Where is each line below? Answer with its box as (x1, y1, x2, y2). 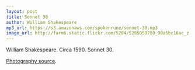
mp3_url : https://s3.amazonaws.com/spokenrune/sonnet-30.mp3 (6, 24, 158, 31)
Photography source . (6, 58, 57, 65)
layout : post (6, 8, 38, 15)
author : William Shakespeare (6, 19, 77, 25)
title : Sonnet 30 (6, 14, 48, 20)
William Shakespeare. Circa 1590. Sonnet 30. (6, 46, 114, 53)
